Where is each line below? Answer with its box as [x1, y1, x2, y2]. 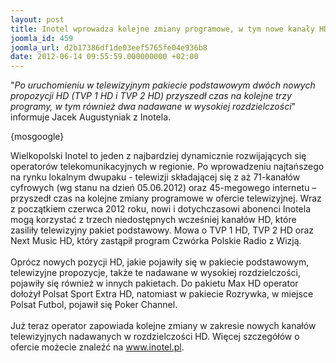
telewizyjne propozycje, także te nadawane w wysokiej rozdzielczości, [10, 267, 301, 279]
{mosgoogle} [10, 131, 65, 143]
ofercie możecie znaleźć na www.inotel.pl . [10, 341, 185, 353]
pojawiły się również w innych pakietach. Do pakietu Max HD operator [10, 277, 299, 290]
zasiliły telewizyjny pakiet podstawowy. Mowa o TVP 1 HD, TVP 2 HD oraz [10, 224, 315, 236]
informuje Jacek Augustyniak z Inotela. [10, 111, 172, 123]
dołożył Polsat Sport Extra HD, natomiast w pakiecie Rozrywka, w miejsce [10, 288, 314, 300]
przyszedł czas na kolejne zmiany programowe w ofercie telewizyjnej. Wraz [10, 192, 322, 205]
